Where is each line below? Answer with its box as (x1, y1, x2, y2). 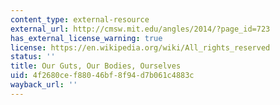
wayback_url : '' (10, 80, 78, 90)
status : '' (10, 52, 56, 62)
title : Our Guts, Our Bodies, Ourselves (10, 61, 182, 71)
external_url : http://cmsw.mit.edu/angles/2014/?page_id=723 (10, 24, 271, 34)
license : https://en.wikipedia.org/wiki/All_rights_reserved (10, 42, 271, 53)
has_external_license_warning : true (10, 33, 163, 43)
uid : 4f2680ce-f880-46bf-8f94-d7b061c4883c (10, 71, 195, 81)
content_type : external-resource (10, 14, 150, 25)
